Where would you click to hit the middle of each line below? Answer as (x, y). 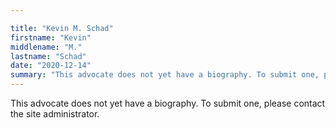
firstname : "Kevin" (51, 37)
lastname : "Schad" (48, 56)
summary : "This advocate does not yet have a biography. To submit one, (165, 75)
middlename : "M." (46, 47)
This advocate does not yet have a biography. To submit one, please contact (168, 103)
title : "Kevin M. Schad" (62, 28)
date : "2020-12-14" (51, 66)
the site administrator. (55, 114)
